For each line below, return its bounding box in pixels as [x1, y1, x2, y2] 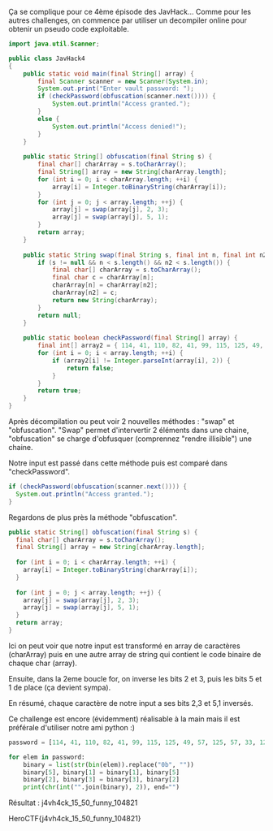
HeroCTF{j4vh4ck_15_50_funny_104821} [8, 814, 141, 824]
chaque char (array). [8, 658, 77, 668]
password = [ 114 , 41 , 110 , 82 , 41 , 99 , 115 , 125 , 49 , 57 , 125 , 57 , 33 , [8, 738, 257, 747]
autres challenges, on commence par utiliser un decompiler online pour [8, 15, 248, 25]
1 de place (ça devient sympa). [8, 682, 111, 692]
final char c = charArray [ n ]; [51, 274, 154, 282]
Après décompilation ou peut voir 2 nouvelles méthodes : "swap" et [8, 417, 235, 426]
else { [37, 115, 60, 123]
